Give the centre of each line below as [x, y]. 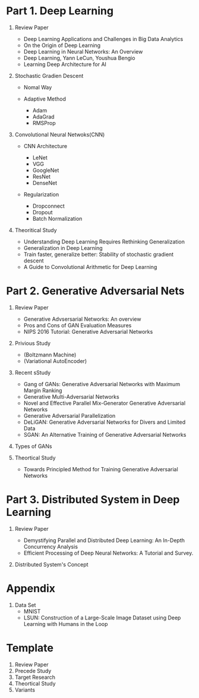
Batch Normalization [57, 218]
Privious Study [33, 343]
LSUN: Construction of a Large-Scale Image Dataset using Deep [102, 618]
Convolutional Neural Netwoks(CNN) [60, 134]
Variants [25, 690]
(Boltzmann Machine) [50, 355]
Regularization [41, 194]
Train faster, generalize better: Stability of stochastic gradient [99, 254]
